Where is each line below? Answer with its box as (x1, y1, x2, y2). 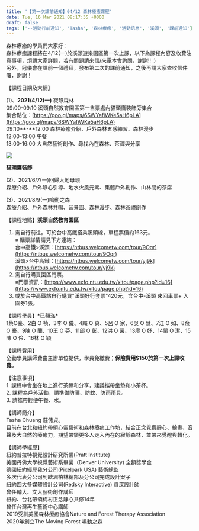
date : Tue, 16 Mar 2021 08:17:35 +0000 (6, 14, 105, 20)
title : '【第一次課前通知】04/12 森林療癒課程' (6, 8, 113, 15)
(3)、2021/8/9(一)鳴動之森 (6, 197, 70, 204)
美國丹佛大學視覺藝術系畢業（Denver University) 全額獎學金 (6, 459, 152, 466)
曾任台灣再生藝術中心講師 (6, 503, 69, 510)
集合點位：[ (6, 112, 34, 119)
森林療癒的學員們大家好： (6, 42, 69, 49)
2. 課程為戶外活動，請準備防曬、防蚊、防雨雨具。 (6, 389, 127, 397)
